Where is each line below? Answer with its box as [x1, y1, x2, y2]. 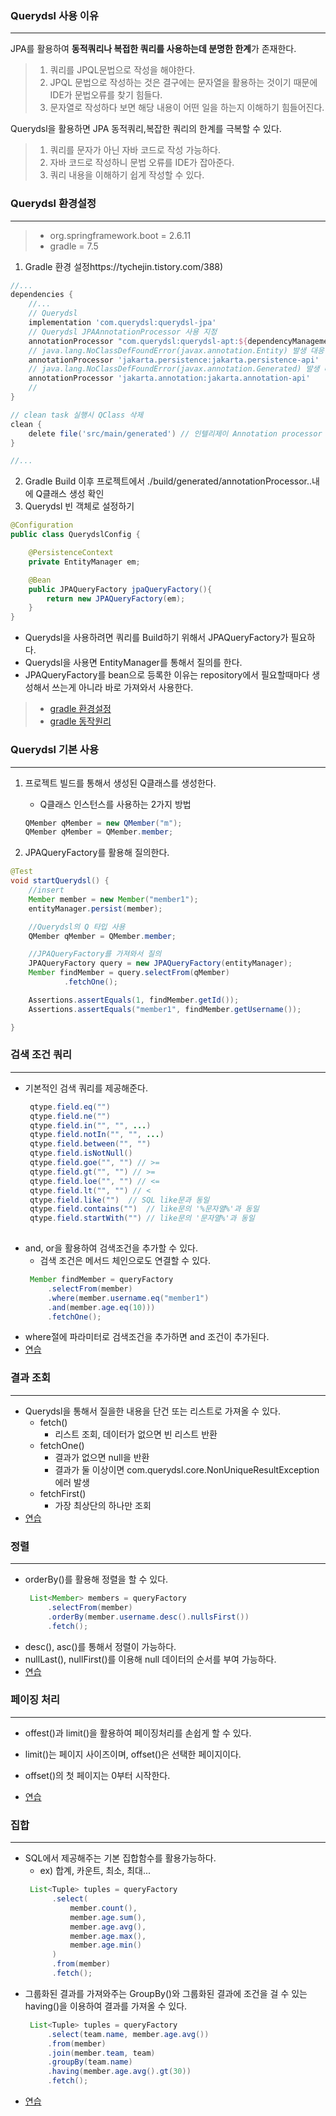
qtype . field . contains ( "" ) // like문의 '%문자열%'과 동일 [29, 1204, 260, 1214]
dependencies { [10, 290, 74, 300]
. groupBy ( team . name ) [47, 2057, 133, 2067]
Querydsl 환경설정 [10, 197, 97, 211]
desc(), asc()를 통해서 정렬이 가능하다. [24, 1640, 177, 1652]
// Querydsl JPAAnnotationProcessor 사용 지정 [28, 327, 218, 337]
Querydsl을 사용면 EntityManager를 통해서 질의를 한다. [24, 657, 243, 669]
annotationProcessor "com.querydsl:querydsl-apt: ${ [28, 336, 248, 346]
